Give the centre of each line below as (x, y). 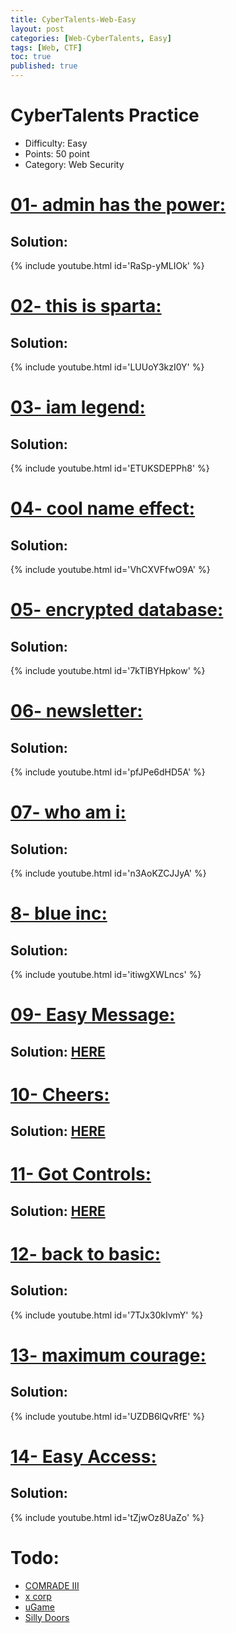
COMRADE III (52, 1585)
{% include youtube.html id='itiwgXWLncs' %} (106, 974)
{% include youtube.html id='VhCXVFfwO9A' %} (110, 569)
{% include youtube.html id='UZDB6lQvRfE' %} (108, 1416)
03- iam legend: (78, 407)
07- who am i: (68, 812)
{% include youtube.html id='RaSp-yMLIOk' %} (107, 265)
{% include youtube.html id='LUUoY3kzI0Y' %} (107, 367)
